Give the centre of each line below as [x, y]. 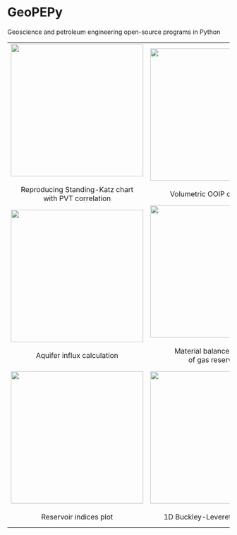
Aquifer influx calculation [77, 355]
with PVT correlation [77, 198]
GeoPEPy [35, 12]
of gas [199, 359]
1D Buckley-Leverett [199, 517]
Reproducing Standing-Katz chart [77, 189]
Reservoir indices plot [77, 517]
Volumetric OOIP [197, 193]
